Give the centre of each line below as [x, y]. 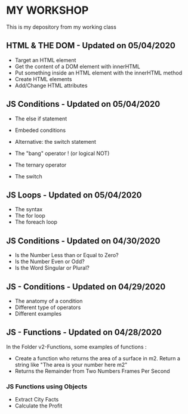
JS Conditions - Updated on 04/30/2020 [83, 241]
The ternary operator [41, 165]
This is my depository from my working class [61, 27]
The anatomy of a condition [49, 301]
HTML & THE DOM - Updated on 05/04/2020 [91, 46]
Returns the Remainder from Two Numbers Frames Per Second [92, 371]
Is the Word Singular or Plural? [52, 268]
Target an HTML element [45, 60]
